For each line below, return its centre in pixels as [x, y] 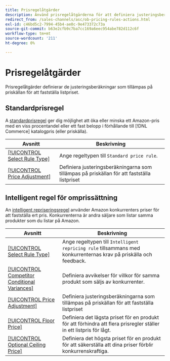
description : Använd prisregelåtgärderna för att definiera [70, 15]
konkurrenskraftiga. [86, 351]
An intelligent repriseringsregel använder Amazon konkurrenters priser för [82, 210]
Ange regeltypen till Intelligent [101, 242]
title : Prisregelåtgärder [32, 10]
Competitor [21, 276]
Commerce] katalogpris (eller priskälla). [46, 131]
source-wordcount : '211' [31, 39]
